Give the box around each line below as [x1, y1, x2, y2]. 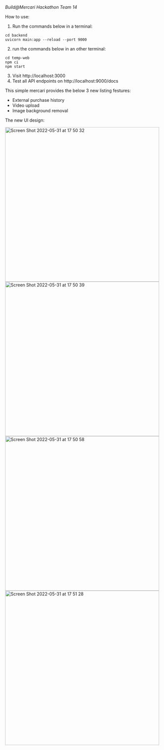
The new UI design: [5, 117, 45, 123]
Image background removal [12, 108, 68, 113]
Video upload [12, 102, 40, 108]
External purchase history [12, 97, 65, 103]
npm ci [5, 60, 19, 65]
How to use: [5, 14, 30, 19]
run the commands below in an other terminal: [12, 46, 106, 51]
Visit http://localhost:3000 [12, 73, 66, 79]
